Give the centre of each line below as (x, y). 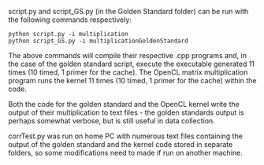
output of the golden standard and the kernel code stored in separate (121, 144)
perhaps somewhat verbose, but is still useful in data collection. (112, 121)
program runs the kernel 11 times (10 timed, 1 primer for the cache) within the (132, 81)
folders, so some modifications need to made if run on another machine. (125, 153)
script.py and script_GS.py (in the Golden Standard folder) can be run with (128, 11)
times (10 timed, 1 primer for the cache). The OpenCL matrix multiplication (128, 72)
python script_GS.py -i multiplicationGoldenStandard (99, 41)
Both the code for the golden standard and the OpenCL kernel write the (124, 104)
